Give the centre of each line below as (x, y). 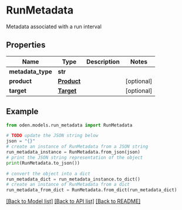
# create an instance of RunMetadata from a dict (68, 185)
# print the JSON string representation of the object (75, 157)
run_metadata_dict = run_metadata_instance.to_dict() (73, 179)
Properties (26, 45)
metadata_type (31, 71)
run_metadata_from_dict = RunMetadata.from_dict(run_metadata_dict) (92, 190)
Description (103, 61)
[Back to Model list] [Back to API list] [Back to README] (73, 201)
